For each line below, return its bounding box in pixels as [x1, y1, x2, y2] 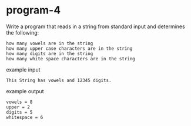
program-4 [6, 4, 61, 17]
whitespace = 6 [6, 114, 43, 120]
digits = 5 [6, 109, 33, 115]
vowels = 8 [6, 99, 33, 105]
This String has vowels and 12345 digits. [6, 77, 112, 83]
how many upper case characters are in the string [6, 45, 133, 52]
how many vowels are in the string [6, 40, 93, 46]
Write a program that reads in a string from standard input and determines [6, 23, 185, 30]
